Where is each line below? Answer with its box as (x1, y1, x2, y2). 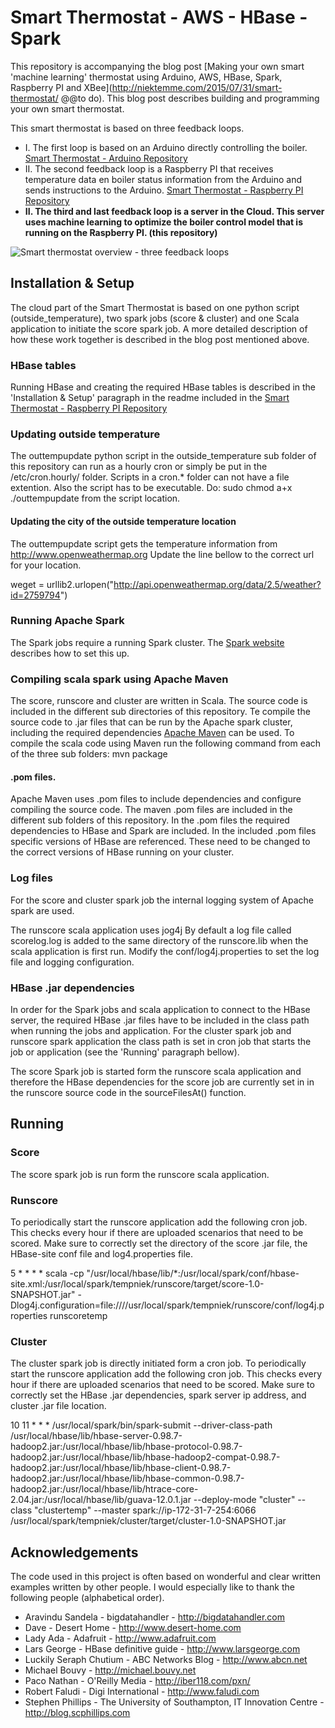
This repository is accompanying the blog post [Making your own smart (10, 60, 305, 72)
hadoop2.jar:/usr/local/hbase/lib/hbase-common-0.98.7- (10, 1472, 245, 1485)
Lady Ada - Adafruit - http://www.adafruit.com (24, 1632, 217, 1645)
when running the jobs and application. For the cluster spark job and (10, 1024, 292, 1036)
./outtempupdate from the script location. (10, 492, 181, 505)
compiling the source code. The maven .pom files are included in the (10, 804, 293, 816)
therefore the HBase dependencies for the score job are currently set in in (10, 1076, 315, 1088)
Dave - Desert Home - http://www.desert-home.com (24, 1622, 242, 1634)
